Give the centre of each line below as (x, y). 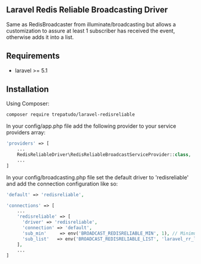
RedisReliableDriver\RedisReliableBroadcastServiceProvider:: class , (104, 155)
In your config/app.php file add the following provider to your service (91, 126)
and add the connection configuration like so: (62, 184)
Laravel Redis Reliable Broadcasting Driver (87, 10)
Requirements (33, 56)
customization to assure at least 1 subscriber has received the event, (91, 31)
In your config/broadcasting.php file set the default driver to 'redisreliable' (98, 177)
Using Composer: (28, 104)
